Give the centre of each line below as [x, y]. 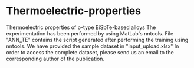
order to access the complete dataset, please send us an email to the [90, 52]
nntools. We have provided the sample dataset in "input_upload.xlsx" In [93, 46]
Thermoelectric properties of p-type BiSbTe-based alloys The [81, 27]
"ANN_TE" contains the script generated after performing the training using [97, 40]
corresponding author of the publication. [55, 59]
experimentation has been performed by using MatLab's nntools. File [90, 33]
